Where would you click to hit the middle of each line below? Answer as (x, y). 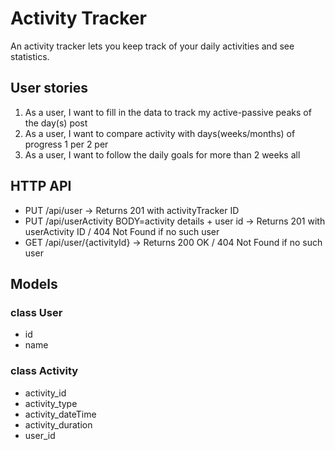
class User (36, 312)
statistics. (30, 56)
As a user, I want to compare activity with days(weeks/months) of (160, 133)
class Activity (44, 371)
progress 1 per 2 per (66, 144)
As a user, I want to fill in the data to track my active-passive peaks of (168, 112)
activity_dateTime (60, 414)
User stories (49, 88)
